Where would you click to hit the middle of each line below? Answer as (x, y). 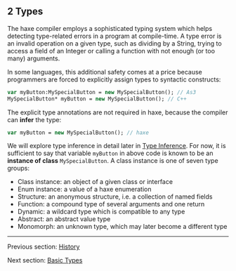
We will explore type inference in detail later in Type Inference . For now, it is (117, 146)
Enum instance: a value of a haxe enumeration (84, 190)
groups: (19, 168)
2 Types (25, 12)
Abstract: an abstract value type (64, 219)
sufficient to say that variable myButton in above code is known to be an (110, 153)
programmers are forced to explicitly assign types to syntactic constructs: (114, 79)
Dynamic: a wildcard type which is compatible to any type (101, 212)
